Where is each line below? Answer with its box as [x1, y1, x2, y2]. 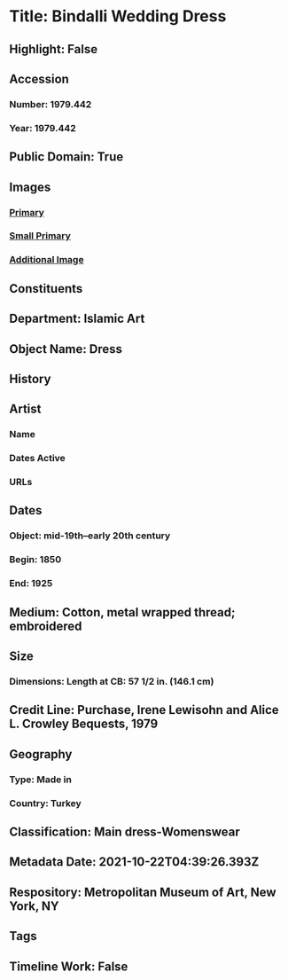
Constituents [9, 281, 83, 296]
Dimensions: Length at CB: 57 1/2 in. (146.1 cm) [9, 675, 214, 687]
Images [9, 179, 51, 194]
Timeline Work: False [9, 959, 128, 974]
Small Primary [9, 230, 71, 242]
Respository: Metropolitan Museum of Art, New [9, 884, 276, 899]
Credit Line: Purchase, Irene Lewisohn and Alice [9, 702, 279, 717]
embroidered [9, 618, 82, 633]
